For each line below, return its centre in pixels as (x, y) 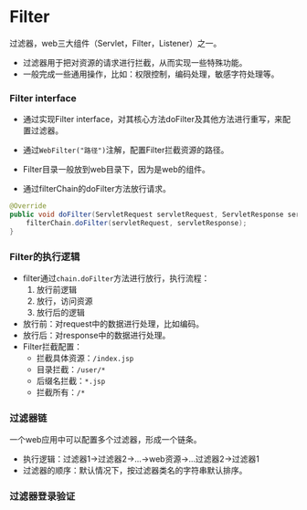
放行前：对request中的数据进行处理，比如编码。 (113, 324)
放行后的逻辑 (60, 313)
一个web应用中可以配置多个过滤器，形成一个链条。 (106, 440)
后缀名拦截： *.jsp (71, 381)
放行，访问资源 (64, 301)
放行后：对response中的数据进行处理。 (96, 336)
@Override (28, 206)
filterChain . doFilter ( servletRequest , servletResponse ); (137, 223)
